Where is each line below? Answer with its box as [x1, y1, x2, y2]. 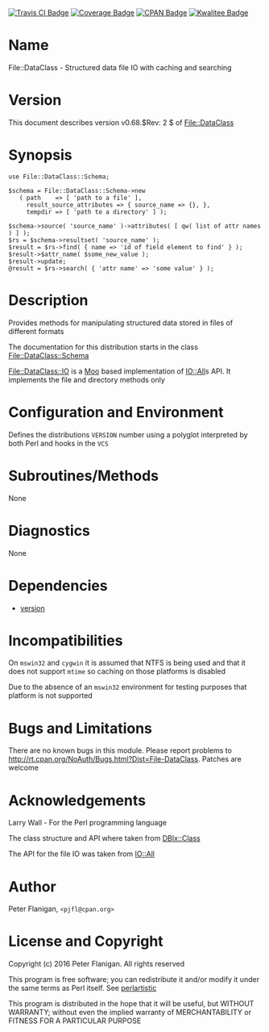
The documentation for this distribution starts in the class [8, 342, 199, 352]
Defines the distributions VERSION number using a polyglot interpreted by [8, 429, 248, 439]
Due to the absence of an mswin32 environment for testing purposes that [8, 682, 247, 692]
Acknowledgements [8, 791, 147, 809]
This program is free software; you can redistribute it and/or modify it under [8, 975, 260, 984]
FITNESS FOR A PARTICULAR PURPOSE [8, 1016, 142, 1026]
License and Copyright [8, 932, 163, 951]
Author [8, 877, 56, 896]
